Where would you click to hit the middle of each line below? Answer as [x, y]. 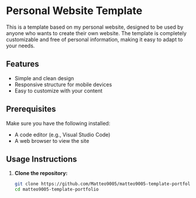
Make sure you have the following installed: [58, 123]
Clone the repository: [41, 173]
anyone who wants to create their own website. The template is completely [97, 33]
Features [23, 64]
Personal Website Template [74, 11]
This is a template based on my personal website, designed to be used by [95, 27]
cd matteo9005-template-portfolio [56, 190]
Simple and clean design [44, 78]
